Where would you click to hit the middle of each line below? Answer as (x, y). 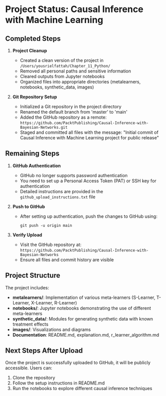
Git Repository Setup (35, 97)
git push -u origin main (46, 225)
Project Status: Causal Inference (74, 9)
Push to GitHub (29, 206)
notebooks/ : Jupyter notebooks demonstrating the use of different (82, 308)
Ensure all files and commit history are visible (67, 260)
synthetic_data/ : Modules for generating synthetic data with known (83, 319)
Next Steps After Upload (44, 351)
